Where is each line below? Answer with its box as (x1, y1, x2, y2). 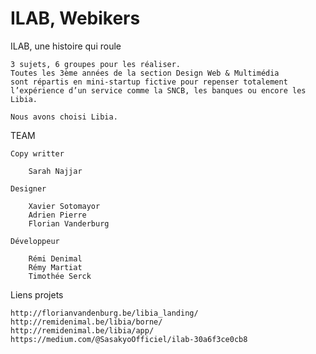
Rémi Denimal (28, 253, 83, 264)
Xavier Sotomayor (28, 201, 101, 211)
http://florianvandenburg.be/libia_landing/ (10, 308, 199, 318)
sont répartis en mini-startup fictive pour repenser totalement (10, 77, 288, 87)
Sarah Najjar (28, 166, 83, 176)
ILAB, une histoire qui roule (10, 40, 122, 52)
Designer (10, 183, 47, 194)
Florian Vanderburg (28, 218, 110, 229)
